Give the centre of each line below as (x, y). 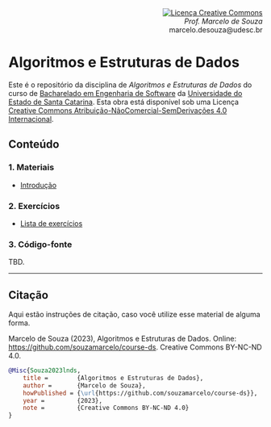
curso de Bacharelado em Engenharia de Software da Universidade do (125, 93)
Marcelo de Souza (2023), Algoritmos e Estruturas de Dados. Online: (122, 339)
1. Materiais (31, 167)
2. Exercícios (34, 206)
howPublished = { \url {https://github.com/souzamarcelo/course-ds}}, (140, 393)
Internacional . (31, 119)
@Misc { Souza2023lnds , (45, 370)
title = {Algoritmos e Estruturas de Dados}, (113, 378)
